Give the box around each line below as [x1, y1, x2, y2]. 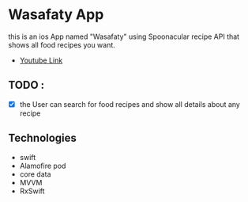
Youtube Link [19, 55, 63, 65]
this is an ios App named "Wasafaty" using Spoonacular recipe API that [8, 32, 239, 41]
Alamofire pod [19, 161, 66, 170]
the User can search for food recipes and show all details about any [19, 99, 241, 109]
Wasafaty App [8, 6, 104, 24]
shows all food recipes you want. [8, 40, 116, 49]
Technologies [8, 131, 77, 145]
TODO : [8, 78, 45, 92]
